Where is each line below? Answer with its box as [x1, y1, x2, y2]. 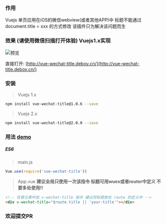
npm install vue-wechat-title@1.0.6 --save [5, 101, 99, 106]
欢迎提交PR [5, 213, 33, 220]
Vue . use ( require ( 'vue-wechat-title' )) [5, 169, 87, 174]
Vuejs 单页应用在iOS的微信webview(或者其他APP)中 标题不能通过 [5, 17, 142, 23]
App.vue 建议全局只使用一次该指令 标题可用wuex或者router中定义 [17, 178, 156, 184]
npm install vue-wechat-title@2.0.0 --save [5, 120, 99, 125]
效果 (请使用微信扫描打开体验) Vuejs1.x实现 [5, 37, 111, 44]
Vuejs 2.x [17, 110, 37, 117]
